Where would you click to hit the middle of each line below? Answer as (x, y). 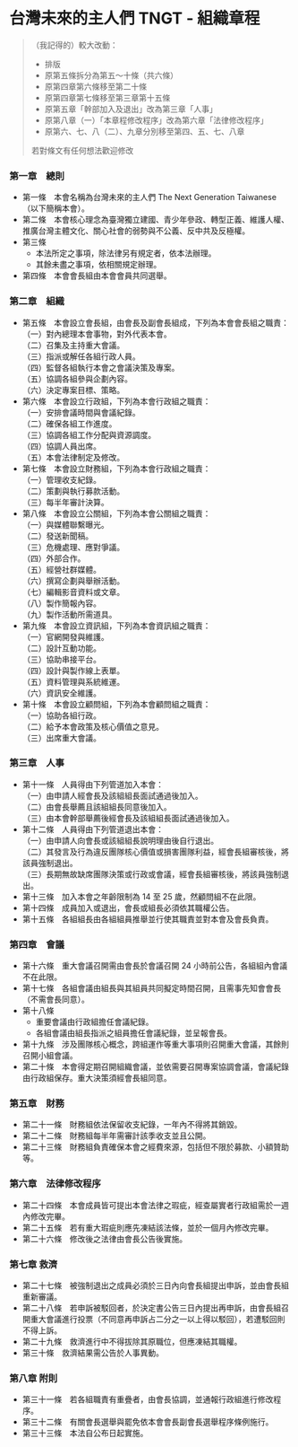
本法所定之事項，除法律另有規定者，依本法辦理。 (126, 253)
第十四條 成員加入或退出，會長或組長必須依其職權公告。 (128, 908)
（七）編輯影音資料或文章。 (73, 592)
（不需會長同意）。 (55, 1000)
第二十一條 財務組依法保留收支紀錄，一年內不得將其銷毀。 (132, 1125)
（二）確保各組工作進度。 (69, 424)
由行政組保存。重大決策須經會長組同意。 (97, 1078)
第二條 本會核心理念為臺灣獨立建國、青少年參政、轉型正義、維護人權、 (155, 220)
